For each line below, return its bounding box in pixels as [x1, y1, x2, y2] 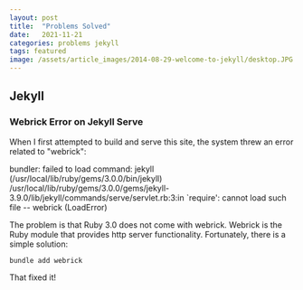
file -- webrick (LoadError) [9, 201, 108, 212]
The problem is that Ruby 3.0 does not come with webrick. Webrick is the [9, 219, 283, 230]
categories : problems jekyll [9, 38, 119, 48]
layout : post [9, 13, 59, 23]
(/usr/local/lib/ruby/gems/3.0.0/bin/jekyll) [9, 173, 163, 183]
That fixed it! [9, 272, 57, 283]
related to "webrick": [9, 145, 87, 156]
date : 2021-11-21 [9, 30, 83, 39]
